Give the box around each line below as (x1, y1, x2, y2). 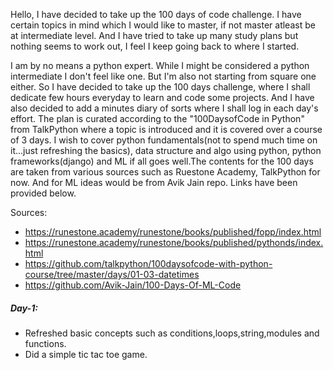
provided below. (10, 187, 77, 199)
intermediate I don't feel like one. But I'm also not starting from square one (10, 70, 317, 82)
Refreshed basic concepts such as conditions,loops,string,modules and (24, 327, 320, 339)
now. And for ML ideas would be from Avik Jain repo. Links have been (10, 177, 298, 188)
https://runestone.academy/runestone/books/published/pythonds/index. (24, 237, 324, 248)
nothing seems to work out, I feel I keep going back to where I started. (10, 40, 300, 52)
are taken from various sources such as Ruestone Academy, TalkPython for (10, 166, 321, 178)
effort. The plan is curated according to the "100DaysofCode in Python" (10, 113, 305, 124)
